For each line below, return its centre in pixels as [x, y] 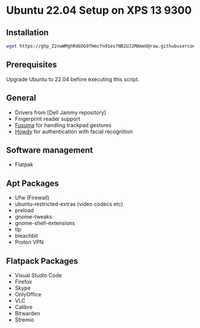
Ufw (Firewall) [32, 198]
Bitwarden [27, 313]
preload [24, 210]
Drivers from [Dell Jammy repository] [60, 112]
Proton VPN [29, 242]
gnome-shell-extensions [45, 223]
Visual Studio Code [38, 275]
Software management [50, 150]
